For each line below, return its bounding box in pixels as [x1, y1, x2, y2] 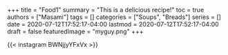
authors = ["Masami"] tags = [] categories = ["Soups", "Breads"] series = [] [7, 13, 221, 21]
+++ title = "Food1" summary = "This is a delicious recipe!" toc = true [7, 6, 205, 14]
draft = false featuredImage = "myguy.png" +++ [7, 27, 144, 35]
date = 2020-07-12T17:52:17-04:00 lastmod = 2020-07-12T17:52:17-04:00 [7, 20, 219, 28]
